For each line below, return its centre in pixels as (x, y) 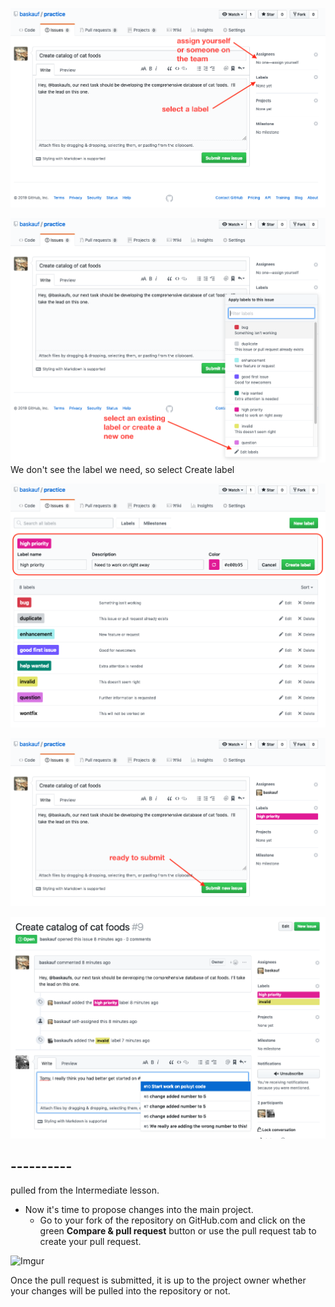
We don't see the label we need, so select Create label (122, 469)
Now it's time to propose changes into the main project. (139, 1210)
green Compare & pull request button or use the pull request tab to (178, 1231)
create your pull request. (90, 1242)
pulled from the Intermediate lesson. (85, 1190)
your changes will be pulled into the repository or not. (120, 1291)
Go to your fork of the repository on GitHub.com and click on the (173, 1220)
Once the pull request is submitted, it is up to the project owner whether (158, 1280)
